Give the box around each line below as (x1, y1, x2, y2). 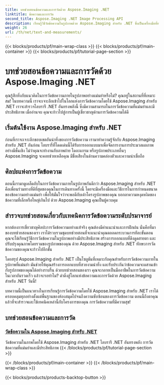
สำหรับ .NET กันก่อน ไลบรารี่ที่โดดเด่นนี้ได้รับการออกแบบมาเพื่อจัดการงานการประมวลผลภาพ (5, 142, 154, 148)
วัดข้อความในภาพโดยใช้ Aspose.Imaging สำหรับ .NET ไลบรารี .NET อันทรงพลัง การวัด (5, 340, 153, 345)
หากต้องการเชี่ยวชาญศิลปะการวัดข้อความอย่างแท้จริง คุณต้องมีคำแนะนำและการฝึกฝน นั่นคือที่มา (5, 225, 156, 230)
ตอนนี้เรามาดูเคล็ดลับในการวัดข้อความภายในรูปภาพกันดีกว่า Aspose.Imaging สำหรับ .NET (5, 181, 156, 186)
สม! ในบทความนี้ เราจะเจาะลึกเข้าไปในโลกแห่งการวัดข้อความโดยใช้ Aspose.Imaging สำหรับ (5, 98, 157, 104)
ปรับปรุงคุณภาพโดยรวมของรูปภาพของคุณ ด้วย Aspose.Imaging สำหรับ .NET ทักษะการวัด (5, 241, 156, 247)
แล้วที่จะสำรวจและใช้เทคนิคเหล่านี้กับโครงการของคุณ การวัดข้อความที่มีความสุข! (5, 299, 131, 305)
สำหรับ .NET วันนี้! (5, 278, 37, 284)
